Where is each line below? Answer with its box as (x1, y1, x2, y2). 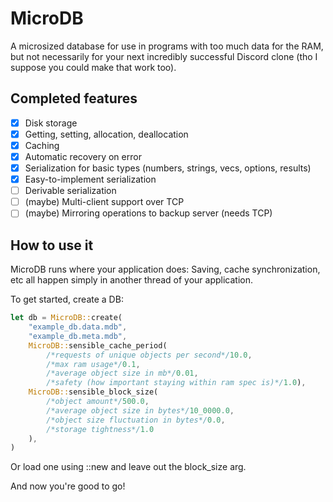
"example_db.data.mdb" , (28, 322, 128, 332)
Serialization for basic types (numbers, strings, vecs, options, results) (24, 162, 312, 174)
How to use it (10, 237, 94, 254)
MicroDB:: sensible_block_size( (28, 387, 159, 397)
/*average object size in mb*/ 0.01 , (46, 368, 199, 379)
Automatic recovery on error (24, 150, 142, 162)
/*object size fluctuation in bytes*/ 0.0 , (46, 415, 226, 425)
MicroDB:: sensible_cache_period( (28, 340, 168, 351)
